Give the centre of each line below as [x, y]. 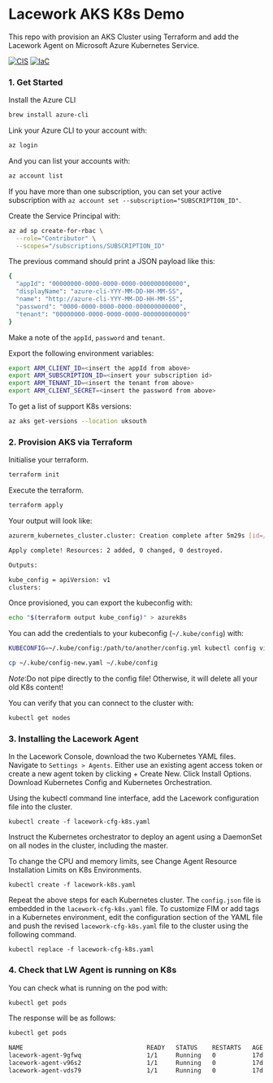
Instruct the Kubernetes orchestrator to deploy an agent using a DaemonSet [135, 837]
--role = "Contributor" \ [56, 238]
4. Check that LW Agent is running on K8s [93, 970]
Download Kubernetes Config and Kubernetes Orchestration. [110, 783]
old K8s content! [36, 687]
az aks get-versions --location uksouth [78, 421]
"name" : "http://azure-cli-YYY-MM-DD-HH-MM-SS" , [100, 299]
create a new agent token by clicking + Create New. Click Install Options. [130, 774]
